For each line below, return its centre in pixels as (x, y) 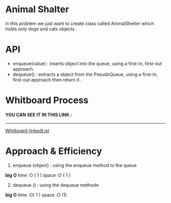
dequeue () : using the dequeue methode (56, 185)
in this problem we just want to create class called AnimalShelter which (80, 23)
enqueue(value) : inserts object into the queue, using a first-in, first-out (87, 63)
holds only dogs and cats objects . (41, 28)
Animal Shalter (37, 9)
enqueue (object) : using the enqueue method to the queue (75, 165)
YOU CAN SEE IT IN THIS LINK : (39, 114)
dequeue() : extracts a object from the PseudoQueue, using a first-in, (85, 74)
